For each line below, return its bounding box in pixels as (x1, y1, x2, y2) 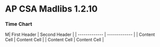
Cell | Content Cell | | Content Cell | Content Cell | (5, 37, 104, 43)
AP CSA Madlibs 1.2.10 (5, 3, 98, 15)
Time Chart (5, 21, 33, 28)
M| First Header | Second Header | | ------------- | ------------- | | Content (5, 31, 155, 37)
